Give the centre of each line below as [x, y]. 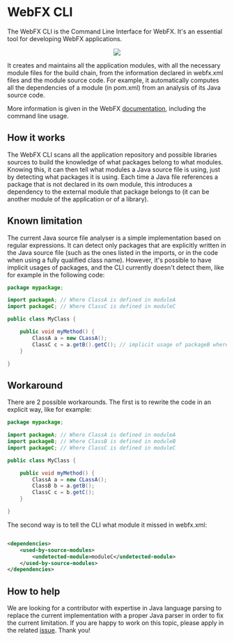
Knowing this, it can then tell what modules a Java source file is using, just [114, 169]
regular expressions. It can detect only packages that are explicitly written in [117, 245]
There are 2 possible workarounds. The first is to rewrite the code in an [109, 402]
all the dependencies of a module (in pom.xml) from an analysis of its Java [114, 87]
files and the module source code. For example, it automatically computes [113, 80]
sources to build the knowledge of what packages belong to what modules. [115, 162]
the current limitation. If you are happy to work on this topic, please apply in [116, 623]
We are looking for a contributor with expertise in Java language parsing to [115, 608]
